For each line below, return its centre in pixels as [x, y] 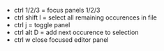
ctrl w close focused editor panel [61, 40]
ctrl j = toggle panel [42, 25]
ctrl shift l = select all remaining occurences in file [85, 17]
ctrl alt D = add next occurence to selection [76, 32]
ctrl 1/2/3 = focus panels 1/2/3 [57, 10]
